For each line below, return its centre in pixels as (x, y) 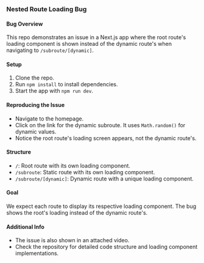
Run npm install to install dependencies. (66, 84)
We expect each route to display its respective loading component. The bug (101, 206)
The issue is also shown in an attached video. (72, 240)
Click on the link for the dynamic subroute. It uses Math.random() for (100, 125)
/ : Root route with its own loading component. (73, 165)
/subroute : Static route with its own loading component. (85, 172)
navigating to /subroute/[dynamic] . (50, 50)
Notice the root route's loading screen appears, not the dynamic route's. (106, 138)
